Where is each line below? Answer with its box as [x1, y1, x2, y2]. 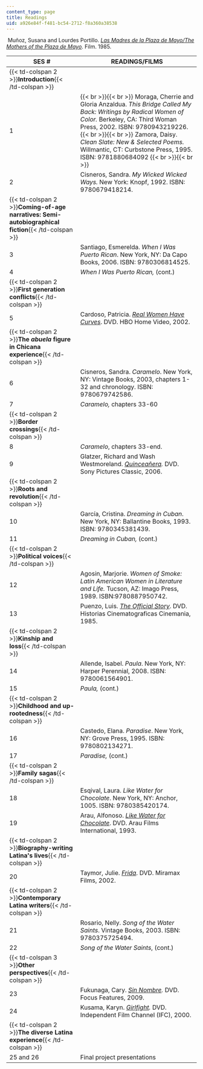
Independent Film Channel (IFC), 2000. [80, 1011, 192, 1019]
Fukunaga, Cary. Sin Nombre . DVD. [80, 986, 179, 995]
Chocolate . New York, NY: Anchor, [80, 794, 178, 802]
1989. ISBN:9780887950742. [80, 592, 168, 600]
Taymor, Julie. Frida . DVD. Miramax [80, 869, 180, 877]
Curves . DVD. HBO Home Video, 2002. [80, 318, 190, 327]
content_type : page [6, 8, 56, 15]
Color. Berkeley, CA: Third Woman [80, 115, 177, 124]
